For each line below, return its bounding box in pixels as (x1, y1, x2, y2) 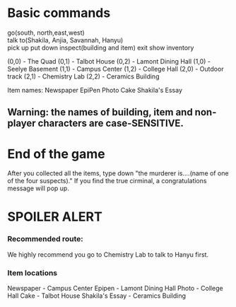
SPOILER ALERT (7, 209, 102, 225)
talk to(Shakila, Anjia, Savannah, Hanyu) (7, 35, 124, 44)
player (7, 117, 37, 129)
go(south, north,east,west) (7, 28, 85, 37)
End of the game (7, 146, 105, 162)
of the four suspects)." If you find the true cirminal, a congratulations (7, 177, 207, 185)
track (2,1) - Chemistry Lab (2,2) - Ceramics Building (7, 72, 160, 81)
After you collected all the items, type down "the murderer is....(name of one (7, 169, 229, 178)
